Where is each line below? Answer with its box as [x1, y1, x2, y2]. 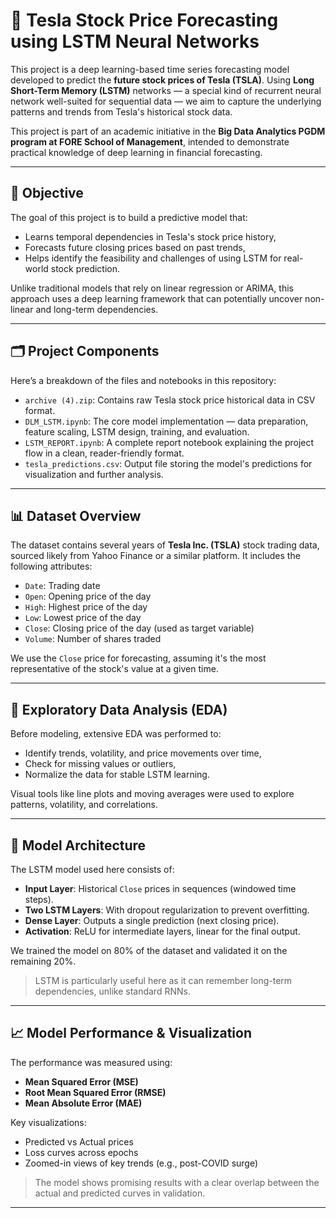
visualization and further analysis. [24, 468, 164, 480]
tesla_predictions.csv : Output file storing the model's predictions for [24, 457, 313, 469]
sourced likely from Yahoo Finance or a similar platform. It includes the [10, 550, 301, 562]
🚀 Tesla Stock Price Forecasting [10, 9, 279, 32]
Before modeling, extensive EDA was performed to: [10, 728, 222, 740]
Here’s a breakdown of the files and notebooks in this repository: [10, 374, 277, 386]
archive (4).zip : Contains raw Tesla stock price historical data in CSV [24, 394, 316, 406]
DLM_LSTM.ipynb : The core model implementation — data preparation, [24, 415, 309, 427]
